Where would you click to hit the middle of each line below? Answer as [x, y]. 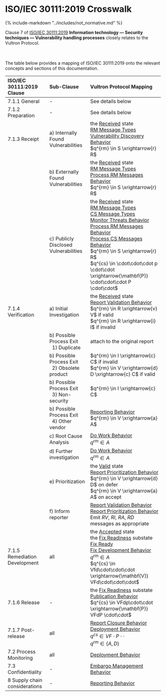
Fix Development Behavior [121, 550]
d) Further [61, 451]
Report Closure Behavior [119, 623]
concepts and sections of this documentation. [52, 68]
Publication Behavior [114, 596]
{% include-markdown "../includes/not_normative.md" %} [64, 23]
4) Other [62, 421]
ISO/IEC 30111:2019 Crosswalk [68, 9]
